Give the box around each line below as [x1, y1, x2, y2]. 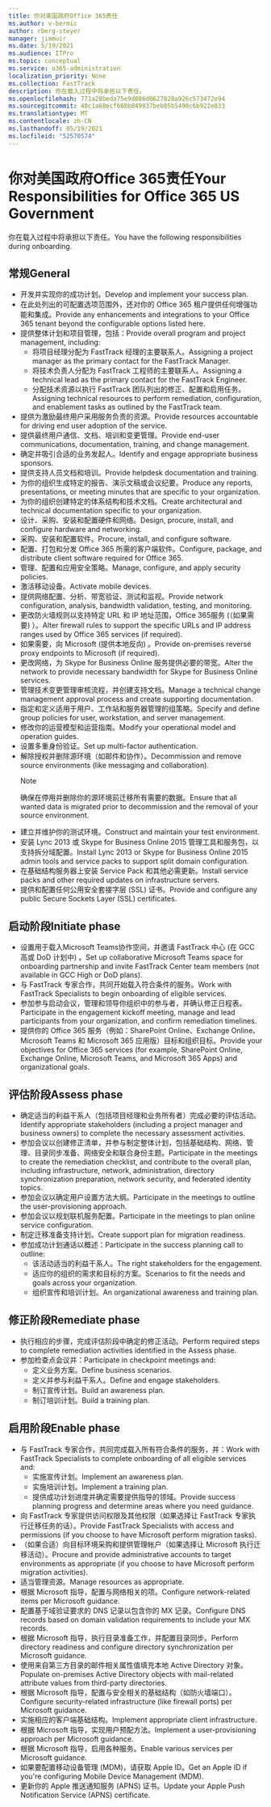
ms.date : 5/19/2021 [8, 42, 74, 50]
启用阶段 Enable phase [8, 1421, 121, 1435]
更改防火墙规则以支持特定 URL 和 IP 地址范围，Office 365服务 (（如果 [19, 610, 248, 620]
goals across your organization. [31, 1278, 137, 1287]
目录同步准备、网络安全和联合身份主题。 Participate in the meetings [34, 1148, 258, 1157]
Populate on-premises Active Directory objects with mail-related [19, 1669, 234, 1678]
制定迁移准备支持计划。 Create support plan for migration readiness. [19, 1230, 246, 1239]
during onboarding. [8, 241, 73, 251]
